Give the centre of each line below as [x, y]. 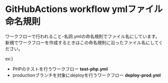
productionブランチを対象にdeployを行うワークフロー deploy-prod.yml [87, 75]
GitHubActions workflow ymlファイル [84, 9]
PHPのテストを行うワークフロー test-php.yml [60, 69]
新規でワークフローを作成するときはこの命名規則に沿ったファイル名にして [82, 42]
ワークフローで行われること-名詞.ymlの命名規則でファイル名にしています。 [82, 36]
